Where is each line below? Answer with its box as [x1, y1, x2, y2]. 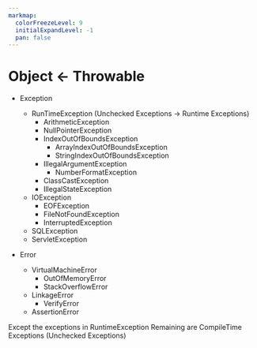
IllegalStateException [43, 185, 112, 194]
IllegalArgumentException [43, 159, 127, 169]
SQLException [31, 226, 78, 236]
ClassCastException [43, 176, 109, 185]
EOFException [43, 201, 89, 211]
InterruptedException [43, 218, 112, 227]
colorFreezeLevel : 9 [15, 19, 83, 27]
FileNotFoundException [43, 210, 120, 219]
